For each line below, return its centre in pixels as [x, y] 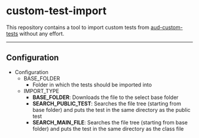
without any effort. [42, 33]
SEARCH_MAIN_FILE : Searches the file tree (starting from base [110, 122]
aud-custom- [167, 27]
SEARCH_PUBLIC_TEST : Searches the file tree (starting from [107, 103]
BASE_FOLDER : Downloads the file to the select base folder [105, 97]
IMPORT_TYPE [41, 91]
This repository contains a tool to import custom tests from [78, 27]
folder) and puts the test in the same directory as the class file [108, 129]
